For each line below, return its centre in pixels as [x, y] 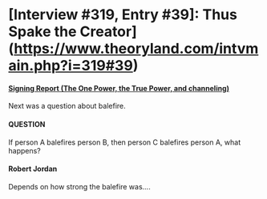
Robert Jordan [33, 169]
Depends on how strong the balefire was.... [79, 186]
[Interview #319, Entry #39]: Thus [123, 15]
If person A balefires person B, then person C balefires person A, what [125, 142]
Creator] [109, 32]
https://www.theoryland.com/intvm [136, 49]
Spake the [42, 32]
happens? [25, 150]
